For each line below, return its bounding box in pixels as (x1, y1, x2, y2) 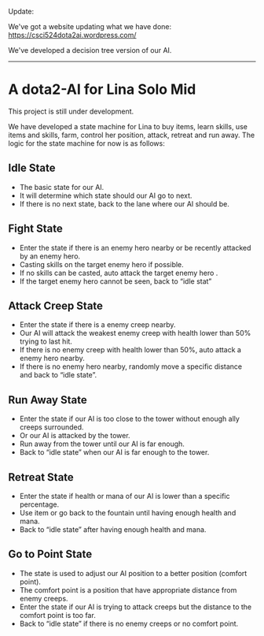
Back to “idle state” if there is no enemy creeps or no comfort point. (19, 619, 239, 628)
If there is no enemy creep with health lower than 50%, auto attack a (19, 345, 242, 355)
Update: (8, 7, 35, 16)
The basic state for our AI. (19, 182, 104, 192)
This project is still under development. (8, 106, 134, 116)
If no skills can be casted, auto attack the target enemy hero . (19, 268, 218, 277)
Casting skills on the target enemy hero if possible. (19, 259, 185, 269)
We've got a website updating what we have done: (8, 22, 172, 31)
